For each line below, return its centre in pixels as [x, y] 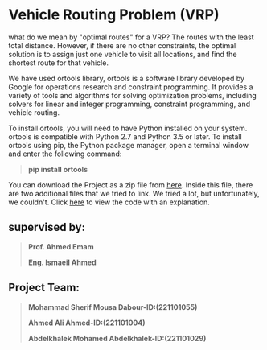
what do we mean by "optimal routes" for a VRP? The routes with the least [131, 37]
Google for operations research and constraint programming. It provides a [131, 87]
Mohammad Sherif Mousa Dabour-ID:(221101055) [113, 307]
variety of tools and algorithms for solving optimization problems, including [133, 95]
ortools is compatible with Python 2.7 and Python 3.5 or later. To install [125, 136]
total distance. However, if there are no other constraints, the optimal [122, 45]
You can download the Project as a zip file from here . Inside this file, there [131, 185]
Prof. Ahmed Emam [61, 246]
